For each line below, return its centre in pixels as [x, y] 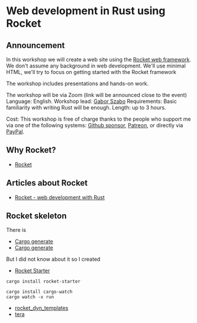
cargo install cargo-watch [39, 292]
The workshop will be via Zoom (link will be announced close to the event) [97, 95]
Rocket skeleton [36, 216]
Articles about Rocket [47, 183]
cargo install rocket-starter [43, 282]
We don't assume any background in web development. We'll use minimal [96, 66]
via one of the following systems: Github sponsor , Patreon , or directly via [95, 125]
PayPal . [15, 132]
